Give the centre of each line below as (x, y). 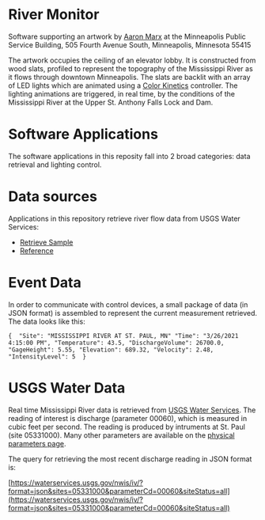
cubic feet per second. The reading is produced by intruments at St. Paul (127, 427)
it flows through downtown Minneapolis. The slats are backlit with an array (129, 77)
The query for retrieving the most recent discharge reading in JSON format (130, 459)
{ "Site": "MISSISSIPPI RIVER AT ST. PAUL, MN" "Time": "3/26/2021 (123, 336)
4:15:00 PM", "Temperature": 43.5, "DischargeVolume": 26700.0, (116, 343)
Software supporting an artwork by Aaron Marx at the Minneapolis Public (127, 36)
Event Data (45, 283)
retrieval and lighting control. (55, 165)
